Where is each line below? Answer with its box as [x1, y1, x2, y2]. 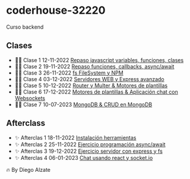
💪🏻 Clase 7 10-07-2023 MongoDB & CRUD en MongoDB [14, 101, 153, 108]
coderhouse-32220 [6, 4, 106, 17]
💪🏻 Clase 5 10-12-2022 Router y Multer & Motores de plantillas [14, 82, 168, 89]
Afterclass [6, 118, 46, 128]
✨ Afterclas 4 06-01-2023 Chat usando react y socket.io [14, 154, 153, 161]
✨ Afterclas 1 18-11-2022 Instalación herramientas [14, 134, 137, 141]
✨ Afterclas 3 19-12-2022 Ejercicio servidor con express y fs [14, 147, 163, 155]
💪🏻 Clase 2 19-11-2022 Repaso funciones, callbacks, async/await [14, 63, 175, 70]
